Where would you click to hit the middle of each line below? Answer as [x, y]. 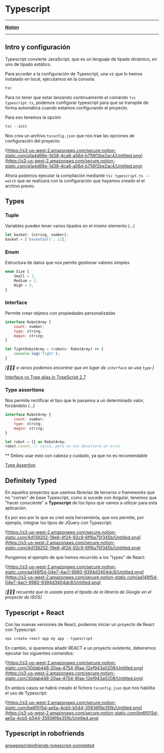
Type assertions [25, 390]
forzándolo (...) [20, 406]
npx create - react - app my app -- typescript [49, 638]
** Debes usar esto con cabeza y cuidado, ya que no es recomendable [76, 456]
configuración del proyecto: [33, 141]
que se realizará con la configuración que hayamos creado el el [81, 180]
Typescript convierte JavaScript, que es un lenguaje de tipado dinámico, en [81, 59]
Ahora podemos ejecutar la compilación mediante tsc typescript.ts [74, 176]
